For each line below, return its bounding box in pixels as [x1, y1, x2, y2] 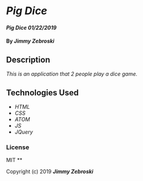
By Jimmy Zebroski [6, 37, 55, 45]
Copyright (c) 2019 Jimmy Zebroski [6, 168, 93, 175]
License [6, 143, 30, 151]
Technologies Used [6, 88, 79, 98]
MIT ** [6, 157, 22, 164]
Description [6, 54, 50, 64]
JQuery [14, 128, 34, 135]
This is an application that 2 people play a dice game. [6, 70, 138, 77]
